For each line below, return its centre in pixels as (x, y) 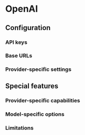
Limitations (20, 128)
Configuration (28, 28)
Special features (32, 86)
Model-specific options (35, 114)
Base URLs (19, 56)
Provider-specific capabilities (43, 100)
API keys (16, 42)
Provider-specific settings (38, 69)
